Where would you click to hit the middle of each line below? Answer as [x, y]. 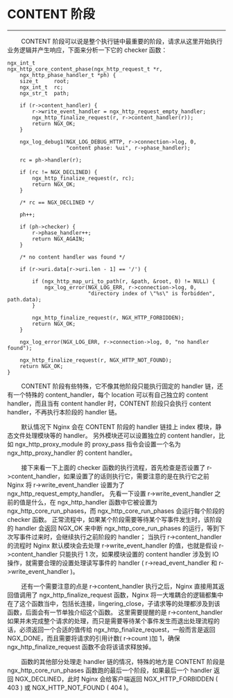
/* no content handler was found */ [73, 257]
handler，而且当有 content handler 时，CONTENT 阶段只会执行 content [109, 403]
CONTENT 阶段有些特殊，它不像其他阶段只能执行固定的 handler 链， [119, 386]
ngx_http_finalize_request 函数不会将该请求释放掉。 [81, 647]
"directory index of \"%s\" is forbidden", [152, 293]
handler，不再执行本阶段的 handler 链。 [64, 412]
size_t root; [45, 81]
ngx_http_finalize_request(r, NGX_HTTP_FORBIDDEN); [109, 317]
